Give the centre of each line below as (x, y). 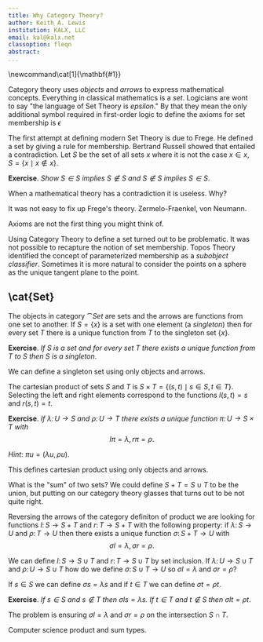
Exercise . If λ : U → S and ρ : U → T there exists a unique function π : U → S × (131, 418)
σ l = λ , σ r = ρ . (132, 545)
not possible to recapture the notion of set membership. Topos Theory (122, 247)
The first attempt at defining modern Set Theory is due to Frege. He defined (131, 138)
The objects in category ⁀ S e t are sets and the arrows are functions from (126, 316)
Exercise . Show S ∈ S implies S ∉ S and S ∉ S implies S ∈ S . (109, 178)
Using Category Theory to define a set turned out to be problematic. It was (129, 239)
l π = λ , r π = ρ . (132, 439)
